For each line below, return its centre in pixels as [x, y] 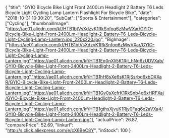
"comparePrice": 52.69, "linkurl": [39, 125]
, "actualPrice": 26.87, [116, 120]
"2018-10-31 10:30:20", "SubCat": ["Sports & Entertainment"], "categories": [83, 18]
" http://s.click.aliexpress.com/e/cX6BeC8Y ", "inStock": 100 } [68, 130]
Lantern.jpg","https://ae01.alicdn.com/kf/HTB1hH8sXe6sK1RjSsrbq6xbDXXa [84, 77]
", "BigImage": [115, 39]
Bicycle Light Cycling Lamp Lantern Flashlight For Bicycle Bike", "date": [79, 13]
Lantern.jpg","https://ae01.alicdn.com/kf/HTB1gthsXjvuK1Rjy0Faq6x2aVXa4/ [84, 109]
